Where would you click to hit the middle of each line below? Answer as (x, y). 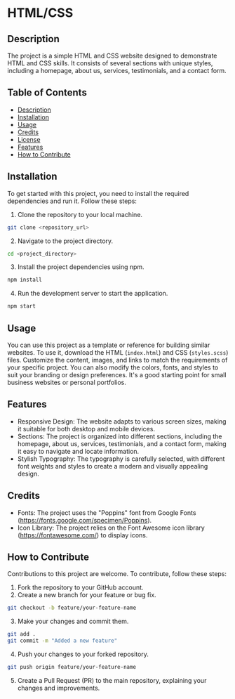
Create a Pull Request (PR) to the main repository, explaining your (112, 680)
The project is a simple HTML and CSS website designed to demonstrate (112, 55)
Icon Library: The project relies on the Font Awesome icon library (111, 528)
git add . (22, 634)
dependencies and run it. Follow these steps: (72, 201)
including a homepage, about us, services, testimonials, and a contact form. (117, 71)
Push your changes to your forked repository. (83, 654)
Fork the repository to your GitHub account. (80, 587)
